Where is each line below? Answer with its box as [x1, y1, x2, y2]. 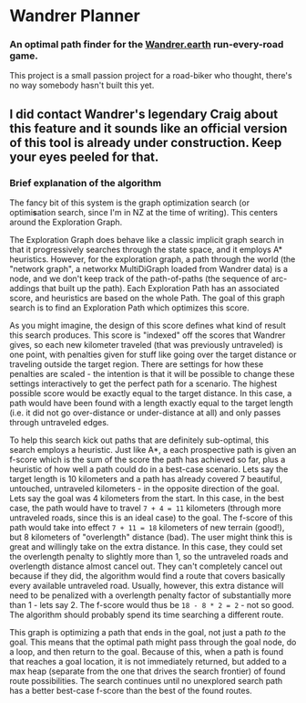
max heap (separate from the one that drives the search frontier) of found [9, 666, 286, 677]
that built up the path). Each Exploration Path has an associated [41, 283, 280, 294]
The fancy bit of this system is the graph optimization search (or [9, 197, 250, 208]
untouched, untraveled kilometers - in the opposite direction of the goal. [9, 483, 280, 494]
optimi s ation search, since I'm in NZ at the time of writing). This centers [9, 207, 278, 218]
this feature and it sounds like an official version [9, 121, 288, 136]
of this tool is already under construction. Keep [9, 134, 282, 151]
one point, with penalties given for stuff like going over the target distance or [9, 349, 297, 361]
